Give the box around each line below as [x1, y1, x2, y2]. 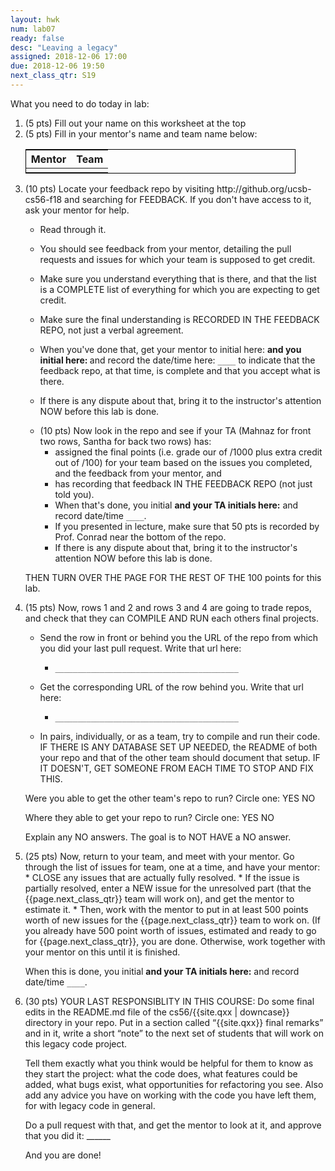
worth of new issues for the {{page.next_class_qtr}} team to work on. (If [24, 914, 322, 926]
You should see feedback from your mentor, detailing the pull [39, 242, 292, 255]
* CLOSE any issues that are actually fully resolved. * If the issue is [24, 871, 300, 883]
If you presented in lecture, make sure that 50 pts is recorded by [54, 520, 320, 532]
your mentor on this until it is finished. [24, 946, 181, 958]
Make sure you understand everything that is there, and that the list [39, 272, 317, 285]
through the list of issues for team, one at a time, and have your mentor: [24, 861, 321, 873]
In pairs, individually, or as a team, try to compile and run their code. [39, 730, 321, 742]
